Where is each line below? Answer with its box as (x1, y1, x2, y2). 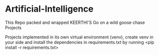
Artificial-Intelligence (5, 3, 94, 15)
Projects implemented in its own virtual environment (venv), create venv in (5, 34, 154, 40)
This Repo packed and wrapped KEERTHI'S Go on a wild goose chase (5, 19, 145, 25)
